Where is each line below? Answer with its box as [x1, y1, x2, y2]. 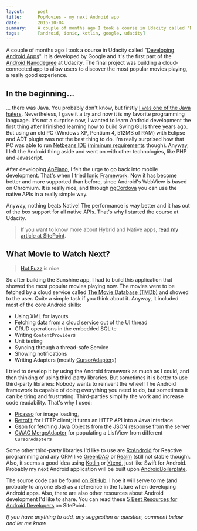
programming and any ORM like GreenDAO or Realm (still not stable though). [6, 453, 191, 460]
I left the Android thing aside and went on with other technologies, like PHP [6, 148, 187, 155]
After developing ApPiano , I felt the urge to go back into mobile [6, 165, 158, 172]
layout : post [6, 8, 49, 15]
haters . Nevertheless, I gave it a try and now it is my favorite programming [6, 110, 185, 118]
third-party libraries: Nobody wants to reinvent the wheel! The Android [6, 380, 176, 387]
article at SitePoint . [20, 232, 66, 239]
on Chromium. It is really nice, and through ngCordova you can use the [6, 184, 177, 191]
